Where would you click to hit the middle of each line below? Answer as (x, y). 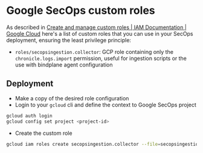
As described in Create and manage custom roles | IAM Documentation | (97, 27)
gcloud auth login (29, 116)
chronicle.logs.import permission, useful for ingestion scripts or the (101, 58)
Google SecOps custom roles (81, 11)
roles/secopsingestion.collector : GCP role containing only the (94, 51)
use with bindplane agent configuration (64, 65)
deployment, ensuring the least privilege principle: (69, 40)
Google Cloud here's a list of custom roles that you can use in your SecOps (100, 33)
